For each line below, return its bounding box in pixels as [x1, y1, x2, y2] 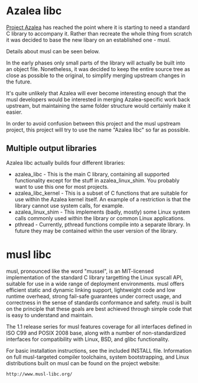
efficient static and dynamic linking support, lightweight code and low [6, 286, 176, 294]
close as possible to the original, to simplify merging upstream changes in [6, 72, 186, 79]
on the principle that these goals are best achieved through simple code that [6, 305, 192, 312]
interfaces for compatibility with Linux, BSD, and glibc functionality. [6, 336, 170, 343]
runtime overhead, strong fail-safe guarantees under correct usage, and [6, 292, 182, 300]
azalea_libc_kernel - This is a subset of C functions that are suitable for [14, 189, 188, 197]
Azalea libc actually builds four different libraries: [6, 159, 125, 166]
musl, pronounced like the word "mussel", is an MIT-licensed [6, 268, 154, 275]
